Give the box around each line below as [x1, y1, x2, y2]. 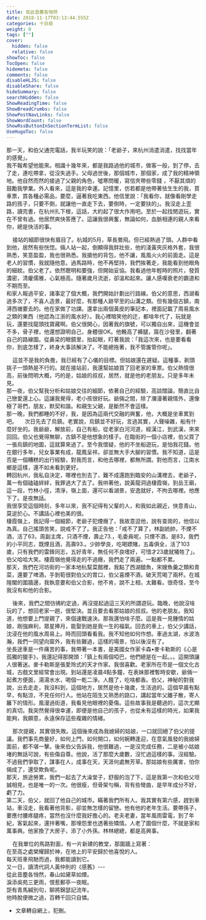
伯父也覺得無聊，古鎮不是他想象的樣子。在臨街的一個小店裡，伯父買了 [22, 433, 200, 440]
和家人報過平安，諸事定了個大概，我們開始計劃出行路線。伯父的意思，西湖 [6, 289, 194, 297]
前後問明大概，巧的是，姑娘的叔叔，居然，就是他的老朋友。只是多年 [17, 372, 189, 379]
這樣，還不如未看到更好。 [17, 464, 82, 471]
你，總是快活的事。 [6, 223, 55, 230]
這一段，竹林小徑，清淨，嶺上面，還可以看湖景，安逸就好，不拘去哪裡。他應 [6, 487, 200, 494]
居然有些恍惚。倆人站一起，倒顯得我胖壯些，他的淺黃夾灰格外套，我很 [22, 243, 200, 251]
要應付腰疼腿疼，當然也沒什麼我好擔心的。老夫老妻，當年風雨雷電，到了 [6, 812, 189, 819]
